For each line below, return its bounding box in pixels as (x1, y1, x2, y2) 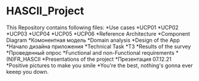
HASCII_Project (6, 4, 84, 18)
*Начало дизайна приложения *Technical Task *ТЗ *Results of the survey (6, 43, 191, 50)
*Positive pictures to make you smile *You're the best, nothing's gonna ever (6, 61, 193, 69)
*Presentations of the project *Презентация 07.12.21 (41, 55, 172, 63)
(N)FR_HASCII (6, 55, 41, 63)
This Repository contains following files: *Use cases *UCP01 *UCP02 (6, 24, 179, 31)
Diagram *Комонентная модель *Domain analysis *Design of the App (6, 36, 180, 43)
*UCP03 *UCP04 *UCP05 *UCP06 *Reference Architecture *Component (6, 30, 190, 37)
